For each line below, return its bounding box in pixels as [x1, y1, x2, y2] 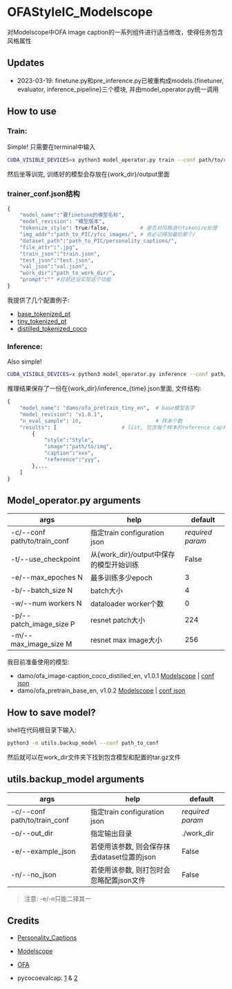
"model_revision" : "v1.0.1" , [19, 411, 104, 418]
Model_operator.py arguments [7, 494, 142, 506]
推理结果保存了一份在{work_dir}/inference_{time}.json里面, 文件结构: [7, 384, 202, 393]
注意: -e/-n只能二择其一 [23, 894, 92, 902]
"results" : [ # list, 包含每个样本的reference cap [19, 424, 223, 431]
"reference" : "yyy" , [43, 456, 100, 463]
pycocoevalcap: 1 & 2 [17, 974, 78, 982]
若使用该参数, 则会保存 [90, 841, 164, 851]
